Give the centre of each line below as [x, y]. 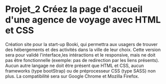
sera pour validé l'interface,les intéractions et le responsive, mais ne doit [80, 55]
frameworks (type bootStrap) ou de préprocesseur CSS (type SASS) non [80, 70]
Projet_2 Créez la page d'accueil [74, 9]
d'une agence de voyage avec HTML [83, 20]
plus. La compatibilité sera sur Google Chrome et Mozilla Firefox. [72, 76]
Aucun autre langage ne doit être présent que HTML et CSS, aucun [75, 65]
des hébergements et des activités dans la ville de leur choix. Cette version [83, 49]
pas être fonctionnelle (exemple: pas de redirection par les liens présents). [82, 60]
